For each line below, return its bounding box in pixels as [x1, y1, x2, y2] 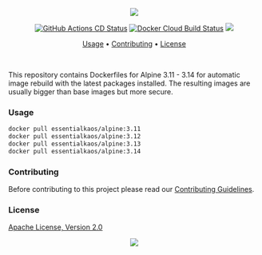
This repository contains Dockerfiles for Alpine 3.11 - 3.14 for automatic [8, 70, 241, 79]
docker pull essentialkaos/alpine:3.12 [8, 133, 141, 141]
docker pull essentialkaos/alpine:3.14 [8, 147, 141, 155]
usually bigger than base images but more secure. [8, 87, 173, 96]
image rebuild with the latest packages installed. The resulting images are [8, 78, 251, 88]
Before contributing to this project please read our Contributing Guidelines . [8, 185, 255, 194]
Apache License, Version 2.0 [8, 222, 103, 232]
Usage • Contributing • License [82, 39, 186, 48]
